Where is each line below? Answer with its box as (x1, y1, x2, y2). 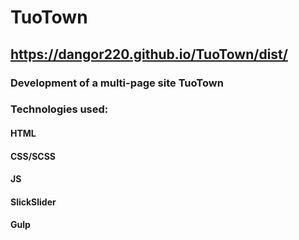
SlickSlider (10, 196, 57, 208)
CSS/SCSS (10, 150, 56, 162)
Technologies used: (10, 102, 109, 116)
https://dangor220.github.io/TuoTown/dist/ (10, 46, 288, 63)
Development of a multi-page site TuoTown (10, 76, 224, 90)
